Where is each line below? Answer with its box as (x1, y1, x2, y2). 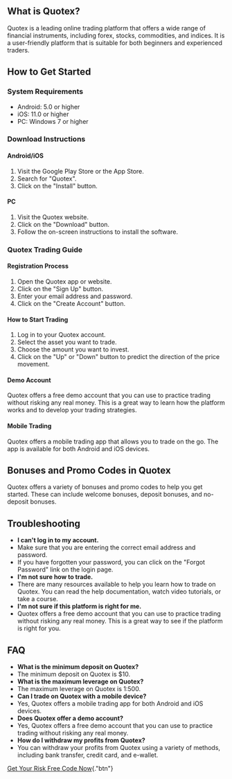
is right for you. (17, 624, 61, 632)
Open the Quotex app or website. (17, 277, 112, 286)
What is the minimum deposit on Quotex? (17, 663, 139, 670)
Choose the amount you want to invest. (17, 345, 130, 354)
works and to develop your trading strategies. (7, 406, 137, 414)
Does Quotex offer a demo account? (17, 714, 123, 722)
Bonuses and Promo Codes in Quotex (7, 464, 171, 476)
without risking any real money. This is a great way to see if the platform (17, 617, 223, 625)
